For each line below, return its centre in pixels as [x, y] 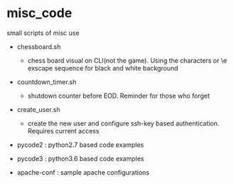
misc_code [39, 13]
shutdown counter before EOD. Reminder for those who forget [119, 96]
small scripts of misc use [43, 33]
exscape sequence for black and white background [103, 68]
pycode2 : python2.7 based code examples [80, 145]
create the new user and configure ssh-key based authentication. [123, 123]
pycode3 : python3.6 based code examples [80, 158]
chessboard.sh [39, 46]
